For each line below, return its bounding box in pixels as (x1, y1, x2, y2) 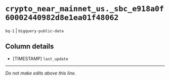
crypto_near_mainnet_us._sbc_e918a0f (5, 4, 164, 14)
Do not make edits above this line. (5, 70, 76, 76)
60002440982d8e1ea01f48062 (5, 13, 119, 23)
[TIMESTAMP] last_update (12, 55, 68, 61)
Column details (5, 42, 54, 51)
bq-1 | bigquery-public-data (5, 27, 64, 34)
